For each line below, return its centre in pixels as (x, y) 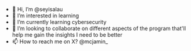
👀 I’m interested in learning (45, 16)
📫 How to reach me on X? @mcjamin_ (60, 41)
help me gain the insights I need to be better (67, 35)
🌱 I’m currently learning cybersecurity (59, 22)
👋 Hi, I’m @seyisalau (37, 9)
